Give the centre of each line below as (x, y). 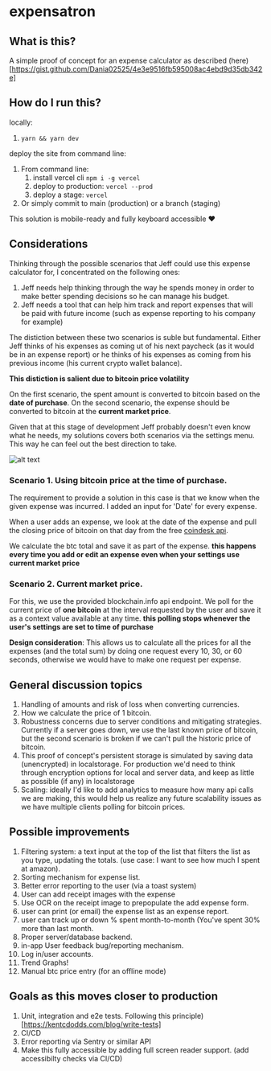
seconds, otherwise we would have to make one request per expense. (125, 660)
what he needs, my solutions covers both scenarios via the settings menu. (132, 435)
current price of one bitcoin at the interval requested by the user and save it (135, 610)
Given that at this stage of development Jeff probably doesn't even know (130, 427)
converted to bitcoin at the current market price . (90, 411)
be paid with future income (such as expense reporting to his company (138, 313)
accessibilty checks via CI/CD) (72, 1058)
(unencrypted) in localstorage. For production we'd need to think (128, 764)
